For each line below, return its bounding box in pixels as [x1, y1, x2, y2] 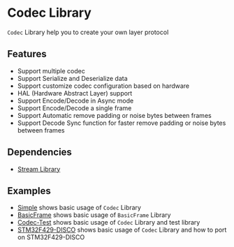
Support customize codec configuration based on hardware [17, 82, 190, 90]
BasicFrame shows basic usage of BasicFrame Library [17, 211, 171, 219]
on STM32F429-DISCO [17, 233, 85, 241]
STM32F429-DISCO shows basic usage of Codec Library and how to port [17, 225, 227, 234]
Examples [7, 185, 51, 197]
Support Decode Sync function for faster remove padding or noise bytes [17, 119, 226, 127]
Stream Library [17, 165, 61, 173]
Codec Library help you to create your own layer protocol [7, 28, 169, 36]
